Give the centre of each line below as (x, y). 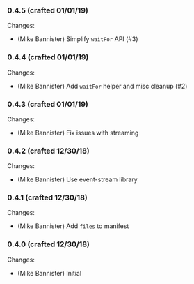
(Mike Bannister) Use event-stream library (77, 179)
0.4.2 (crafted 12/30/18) (48, 151)
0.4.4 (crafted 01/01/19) (48, 57)
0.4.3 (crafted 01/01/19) (48, 104)
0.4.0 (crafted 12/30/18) (49, 244)
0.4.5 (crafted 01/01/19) (48, 10)
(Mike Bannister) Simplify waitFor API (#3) (78, 39)
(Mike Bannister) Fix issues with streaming (78, 133)
